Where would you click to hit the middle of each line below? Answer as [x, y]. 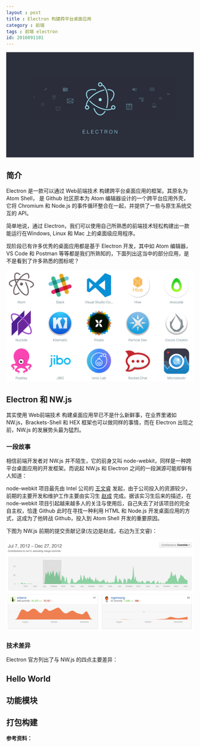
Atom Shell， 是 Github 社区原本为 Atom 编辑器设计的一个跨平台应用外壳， [98, 198]
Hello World [28, 679]
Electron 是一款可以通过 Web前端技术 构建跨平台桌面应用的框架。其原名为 [97, 191]
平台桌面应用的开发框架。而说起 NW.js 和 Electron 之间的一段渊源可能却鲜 [97, 468]
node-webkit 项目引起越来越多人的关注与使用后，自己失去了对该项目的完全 [98, 504]
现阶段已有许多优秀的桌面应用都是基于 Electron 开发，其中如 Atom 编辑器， [99, 246]
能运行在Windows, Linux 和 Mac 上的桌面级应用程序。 [72, 233]
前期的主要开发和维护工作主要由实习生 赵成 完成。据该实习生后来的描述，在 [99, 496]
